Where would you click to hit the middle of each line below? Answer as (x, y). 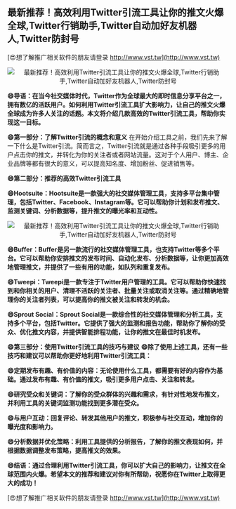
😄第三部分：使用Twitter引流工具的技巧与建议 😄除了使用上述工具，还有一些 (118, 347)
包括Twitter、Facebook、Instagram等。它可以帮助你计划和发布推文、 (122, 201)
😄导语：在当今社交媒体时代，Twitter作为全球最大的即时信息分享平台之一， (117, 95)
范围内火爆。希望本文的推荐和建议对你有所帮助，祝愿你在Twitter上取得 (116, 474)
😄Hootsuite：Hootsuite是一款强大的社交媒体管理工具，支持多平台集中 (111, 193)
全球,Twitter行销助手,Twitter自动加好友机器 (102, 26)
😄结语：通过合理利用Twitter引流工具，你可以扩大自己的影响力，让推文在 (113, 465)
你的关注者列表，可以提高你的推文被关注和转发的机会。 (93, 299)
